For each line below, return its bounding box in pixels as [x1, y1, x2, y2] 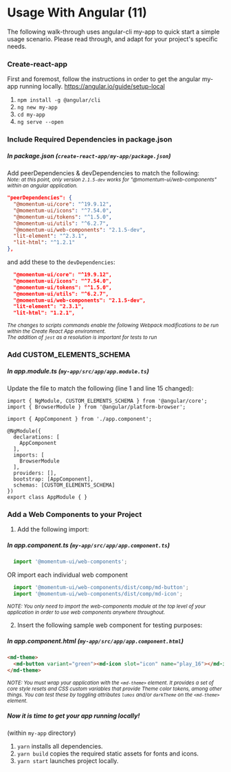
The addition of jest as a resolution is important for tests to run [7, 334, 157, 341]
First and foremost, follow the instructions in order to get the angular [7, 75, 201, 83]
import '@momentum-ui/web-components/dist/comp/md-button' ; [13, 584, 189, 591]
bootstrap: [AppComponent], [13, 476, 94, 483]
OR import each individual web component [7, 571, 129, 579]
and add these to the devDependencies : [7, 258, 115, 266]
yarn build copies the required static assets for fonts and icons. [16, 749, 199, 758]
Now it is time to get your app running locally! [7, 712, 140, 720]
